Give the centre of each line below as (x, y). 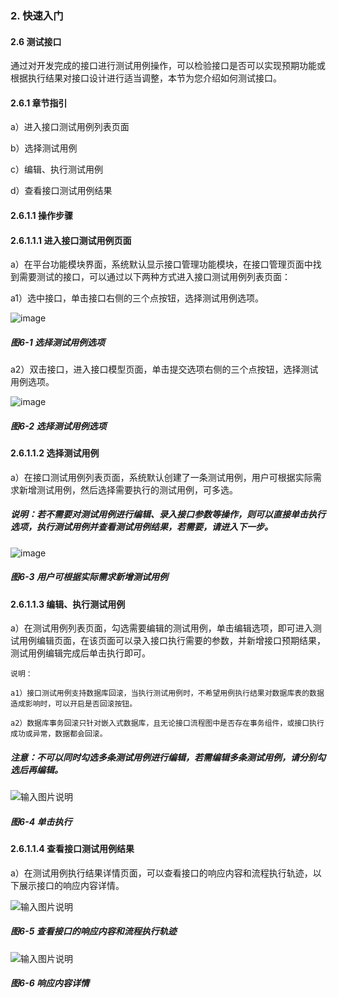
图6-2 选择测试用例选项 (58, 426)
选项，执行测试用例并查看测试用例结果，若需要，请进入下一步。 (141, 527)
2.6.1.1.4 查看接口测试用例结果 (72, 849)
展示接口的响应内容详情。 (71, 885)
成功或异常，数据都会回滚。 (59, 734)
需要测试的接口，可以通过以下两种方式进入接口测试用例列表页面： (154, 277)
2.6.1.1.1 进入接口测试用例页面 (71, 240)
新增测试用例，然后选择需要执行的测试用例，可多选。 (128, 489)
